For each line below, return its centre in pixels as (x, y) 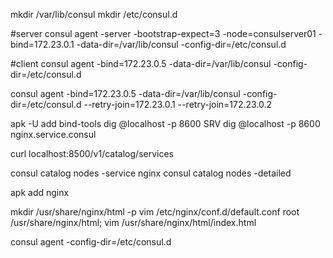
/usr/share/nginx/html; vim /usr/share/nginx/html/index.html (133, 222)
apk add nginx (40, 192)
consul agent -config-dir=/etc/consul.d (91, 242)
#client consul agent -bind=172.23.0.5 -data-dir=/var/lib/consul (141, 63)
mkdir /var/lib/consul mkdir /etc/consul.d (94, 14)
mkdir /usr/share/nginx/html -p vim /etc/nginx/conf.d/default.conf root (155, 212)
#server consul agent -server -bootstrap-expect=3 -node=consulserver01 (163, 33)
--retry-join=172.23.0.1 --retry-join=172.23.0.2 (178, 104)
